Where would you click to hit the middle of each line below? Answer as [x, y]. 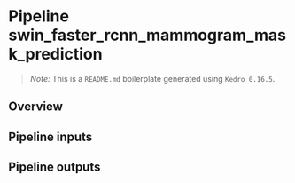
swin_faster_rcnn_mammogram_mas [147, 35]
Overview [36, 107]
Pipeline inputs [50, 136]
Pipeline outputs [54, 167]
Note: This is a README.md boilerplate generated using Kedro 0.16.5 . [152, 78]
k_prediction [55, 54]
